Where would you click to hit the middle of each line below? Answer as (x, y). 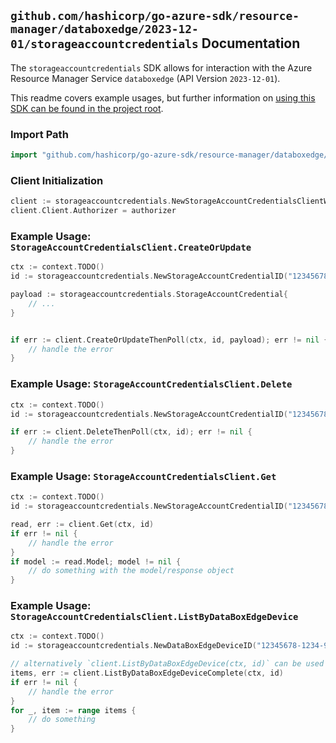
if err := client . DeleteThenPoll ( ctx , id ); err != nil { (131, 432)
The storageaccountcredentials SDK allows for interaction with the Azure (161, 67)
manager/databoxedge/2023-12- (104, 29)
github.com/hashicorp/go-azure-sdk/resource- (155, 16)
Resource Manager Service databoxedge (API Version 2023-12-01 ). (145, 78)
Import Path (39, 134)
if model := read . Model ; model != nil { (96, 561)
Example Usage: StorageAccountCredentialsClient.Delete (151, 384)
